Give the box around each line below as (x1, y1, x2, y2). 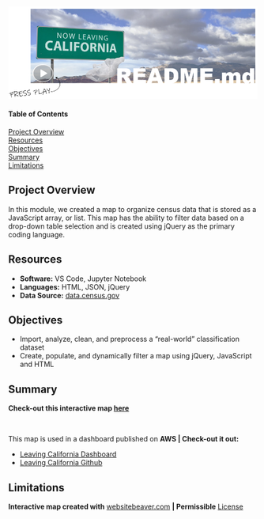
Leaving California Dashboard (19, 449, 117, 459)
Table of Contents (8, 109, 69, 119)
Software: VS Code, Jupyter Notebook (19, 274, 147, 283)
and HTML (19, 359, 55, 369)
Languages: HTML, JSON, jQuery (19, 282, 130, 291)
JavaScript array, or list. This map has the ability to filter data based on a (8, 213, 245, 222)
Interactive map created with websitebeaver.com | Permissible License (8, 502, 243, 512)
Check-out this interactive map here (8, 403, 130, 413)
